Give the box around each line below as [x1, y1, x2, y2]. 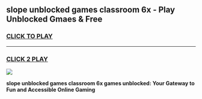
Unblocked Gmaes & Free [6, 14, 103, 25]
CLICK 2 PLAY [6, 55, 48, 63]
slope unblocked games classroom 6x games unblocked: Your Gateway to [6, 79, 195, 86]
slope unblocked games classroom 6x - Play [6, 5, 176, 15]
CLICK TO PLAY [6, 32, 53, 41]
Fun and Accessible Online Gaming [6, 86, 96, 93]
